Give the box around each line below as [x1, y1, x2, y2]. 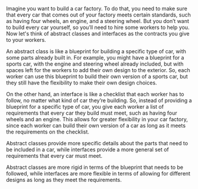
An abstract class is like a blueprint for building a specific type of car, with [6, 48, 186, 55]
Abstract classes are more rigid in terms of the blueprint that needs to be [6, 164, 184, 171]
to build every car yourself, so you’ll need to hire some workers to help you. [6, 24, 190, 31]
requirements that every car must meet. [6, 152, 103, 159]
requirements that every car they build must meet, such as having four [6, 109, 177, 116]
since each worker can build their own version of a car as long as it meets [6, 122, 186, 129]
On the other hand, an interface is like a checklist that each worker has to [6, 91, 184, 97]
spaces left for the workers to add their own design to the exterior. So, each [6, 67, 190, 73]
